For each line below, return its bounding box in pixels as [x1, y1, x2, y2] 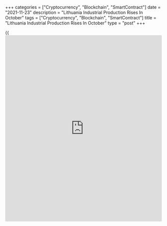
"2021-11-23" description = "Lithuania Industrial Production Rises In [5, 9, 143, 15]
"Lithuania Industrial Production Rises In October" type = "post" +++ [5, 20, 146, 26]
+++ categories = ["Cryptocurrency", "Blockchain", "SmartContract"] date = [5, 4, 161, 10]
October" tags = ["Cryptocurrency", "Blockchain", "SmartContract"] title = [5, 15, 157, 20]
